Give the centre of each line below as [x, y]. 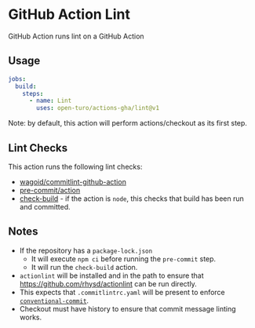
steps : [33, 93]
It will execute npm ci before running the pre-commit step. [124, 259]
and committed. [45, 206]
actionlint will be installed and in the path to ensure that [111, 275]
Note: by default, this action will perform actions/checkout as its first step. [127, 123]
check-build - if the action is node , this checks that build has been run [132, 199]
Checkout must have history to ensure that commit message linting [128, 308]
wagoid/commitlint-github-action [73, 181]
